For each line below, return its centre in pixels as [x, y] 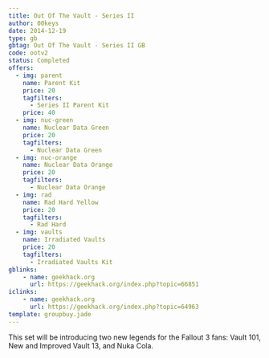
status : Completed [39, 61]
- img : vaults [39, 232]
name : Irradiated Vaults [64, 240]
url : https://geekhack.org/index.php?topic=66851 [114, 285]
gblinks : [23, 270]
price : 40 [39, 113]
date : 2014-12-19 [37, 31]
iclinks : [23, 292]
